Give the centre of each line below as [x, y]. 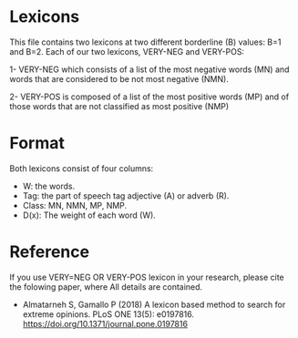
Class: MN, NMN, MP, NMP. [75, 205]
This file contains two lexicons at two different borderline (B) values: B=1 [145, 42]
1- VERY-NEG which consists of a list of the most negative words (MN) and [149, 69]
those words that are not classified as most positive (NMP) [119, 106]
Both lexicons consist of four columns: [82, 168]
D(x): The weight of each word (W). [89, 215]
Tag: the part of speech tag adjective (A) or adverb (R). [126, 195]
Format [37, 143]
